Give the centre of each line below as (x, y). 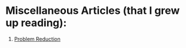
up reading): (36, 23)
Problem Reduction (37, 39)
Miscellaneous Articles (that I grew (93, 11)
